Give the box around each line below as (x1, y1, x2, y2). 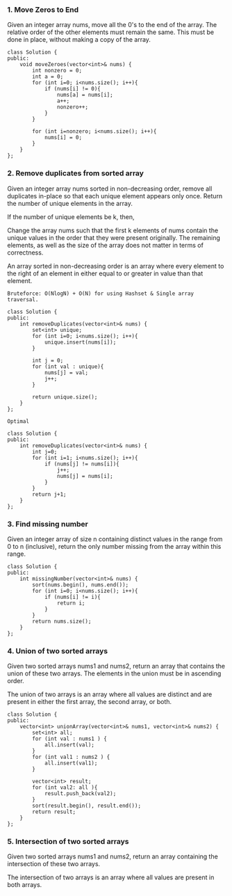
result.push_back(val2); (44, 790, 117, 797)
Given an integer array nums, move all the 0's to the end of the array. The (7, 21, 217, 29)
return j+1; (32, 490, 67, 498)
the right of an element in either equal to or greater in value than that (7, 269, 204, 278)
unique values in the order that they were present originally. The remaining (7, 233, 221, 241)
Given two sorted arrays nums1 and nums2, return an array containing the (7, 852, 219, 861)
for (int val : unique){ (32, 363, 104, 370)
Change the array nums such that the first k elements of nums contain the (7, 226, 219, 234)
